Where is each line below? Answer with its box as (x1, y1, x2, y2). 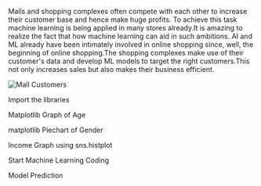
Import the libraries (8, 95, 70, 104)
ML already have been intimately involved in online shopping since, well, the (8, 40, 254, 49)
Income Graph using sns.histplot (8, 141, 113, 149)
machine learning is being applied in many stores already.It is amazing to (8, 23, 243, 32)
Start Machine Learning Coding (8, 156, 110, 165)
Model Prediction (8, 171, 63, 180)
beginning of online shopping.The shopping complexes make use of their (8, 48, 245, 57)
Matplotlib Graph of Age (8, 110, 86, 120)
